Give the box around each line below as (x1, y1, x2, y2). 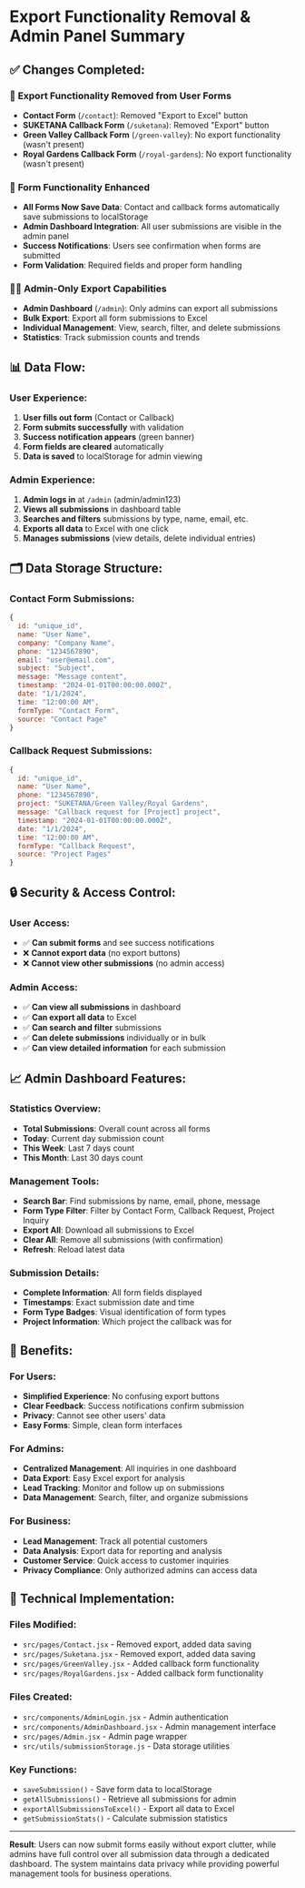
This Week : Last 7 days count (22, 1142, 134, 1153)
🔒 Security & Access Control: (9, 885, 176, 900)
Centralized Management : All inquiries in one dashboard (22, 1463, 237, 1474)
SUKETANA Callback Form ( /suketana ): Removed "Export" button (22, 119, 270, 130)
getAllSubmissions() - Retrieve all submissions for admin (22, 1793, 237, 1804)
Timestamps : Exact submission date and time (22, 1297, 195, 1308)
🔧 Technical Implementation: (9, 1591, 175, 1607)
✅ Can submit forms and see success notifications (22, 937, 215, 948)
